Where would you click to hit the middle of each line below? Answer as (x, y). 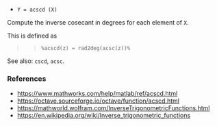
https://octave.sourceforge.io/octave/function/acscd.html (98, 101)
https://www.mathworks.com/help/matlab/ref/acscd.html (97, 94)
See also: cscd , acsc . (36, 61)
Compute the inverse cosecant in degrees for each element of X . (98, 22)
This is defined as (32, 36)
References (27, 79)
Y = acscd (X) (37, 10)
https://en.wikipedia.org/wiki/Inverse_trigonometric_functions (104, 116)
